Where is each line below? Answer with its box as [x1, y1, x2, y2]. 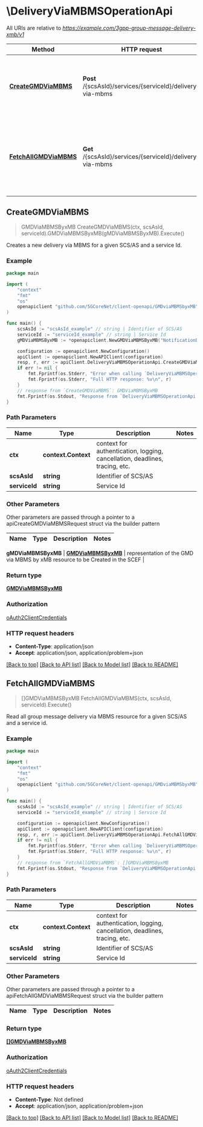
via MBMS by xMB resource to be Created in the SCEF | [6, 556, 145, 563]
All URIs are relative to [6, 24, 62, 32]
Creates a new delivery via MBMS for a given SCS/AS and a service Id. [6, 241, 182, 249]
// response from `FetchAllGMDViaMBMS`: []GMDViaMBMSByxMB [17, 860, 169, 866]
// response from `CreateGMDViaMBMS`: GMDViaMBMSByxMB [17, 387, 158, 393]
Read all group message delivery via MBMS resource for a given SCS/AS [6, 712, 187, 720]
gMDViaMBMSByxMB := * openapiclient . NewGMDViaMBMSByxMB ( [17, 337, 161, 343]
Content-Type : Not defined [14, 1096, 83, 1103]
